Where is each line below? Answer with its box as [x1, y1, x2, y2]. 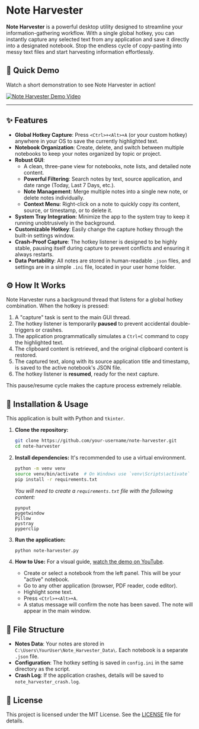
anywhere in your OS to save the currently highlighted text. [14, 137, 159, 144]
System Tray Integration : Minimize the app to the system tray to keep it [14, 213, 190, 220]
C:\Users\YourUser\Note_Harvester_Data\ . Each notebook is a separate [14, 647, 188, 654]
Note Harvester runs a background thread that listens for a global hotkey [6, 296, 184, 303]
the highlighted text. [14, 339, 64, 346]
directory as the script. [14, 666, 70, 673]
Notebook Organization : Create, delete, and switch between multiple [14, 143, 184, 151]
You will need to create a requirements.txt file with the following [14, 487, 173, 494]
